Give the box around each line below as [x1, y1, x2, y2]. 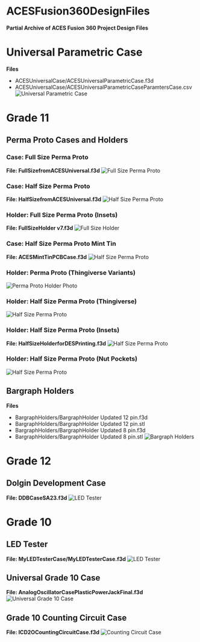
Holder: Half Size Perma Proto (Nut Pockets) [6, 355, 137, 363]
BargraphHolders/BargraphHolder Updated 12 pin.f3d [14, 414, 148, 421]
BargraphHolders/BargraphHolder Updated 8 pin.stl [14, 433, 143, 440]
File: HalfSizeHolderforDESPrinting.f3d [6, 339, 107, 347]
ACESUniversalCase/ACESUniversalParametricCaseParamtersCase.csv [14, 83, 193, 91]
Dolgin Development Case [6, 478, 106, 489]
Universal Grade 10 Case [6, 573, 101, 583]
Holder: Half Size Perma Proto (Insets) [6, 326, 120, 335]
